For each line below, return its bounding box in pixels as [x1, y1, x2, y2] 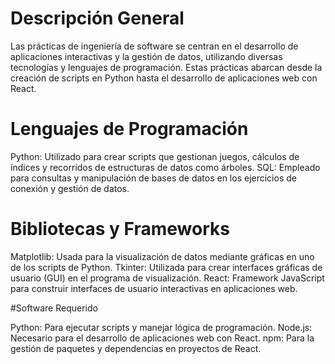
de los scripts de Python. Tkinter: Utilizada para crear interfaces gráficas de [10, 261, 323, 273]
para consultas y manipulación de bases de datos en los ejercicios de [10, 172, 297, 184]
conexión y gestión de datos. [10, 182, 130, 194]
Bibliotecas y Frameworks [10, 218, 230, 241]
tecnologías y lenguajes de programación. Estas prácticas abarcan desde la [10, 61, 323, 73]
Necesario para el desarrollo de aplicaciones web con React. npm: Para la [10, 332, 315, 344]
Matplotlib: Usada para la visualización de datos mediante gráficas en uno [10, 250, 315, 262]
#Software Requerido [10, 302, 98, 314]
